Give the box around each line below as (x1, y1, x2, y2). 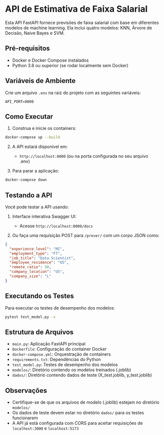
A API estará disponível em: (12, 144, 68, 150)
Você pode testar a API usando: (5, 204, 69, 210)
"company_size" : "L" (9, 274, 51, 279)
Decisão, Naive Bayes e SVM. (5, 30, 65, 36)
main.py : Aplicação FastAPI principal (12, 341, 86, 347)
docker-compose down (5, 177, 47, 182)
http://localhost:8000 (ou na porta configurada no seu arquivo (19, 153, 148, 159)
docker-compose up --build (5, 135, 60, 140)
